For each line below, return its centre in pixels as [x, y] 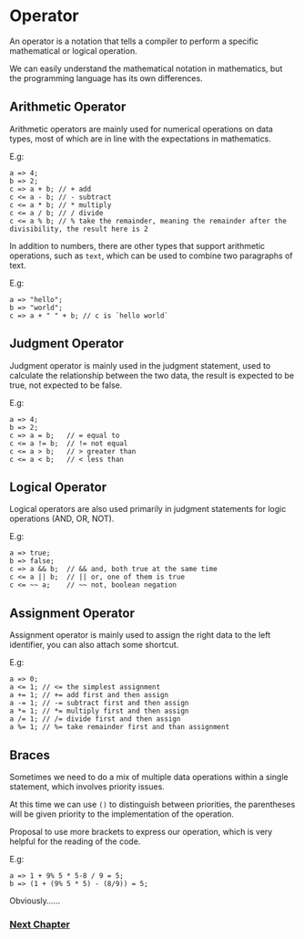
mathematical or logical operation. [74, 50]
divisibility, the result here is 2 [79, 229]
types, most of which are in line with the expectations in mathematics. [140, 139]
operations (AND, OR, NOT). [62, 519]
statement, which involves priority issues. [87, 787]
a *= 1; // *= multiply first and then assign [99, 711]
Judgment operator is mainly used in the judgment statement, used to [140, 365]
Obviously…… [35, 901]
